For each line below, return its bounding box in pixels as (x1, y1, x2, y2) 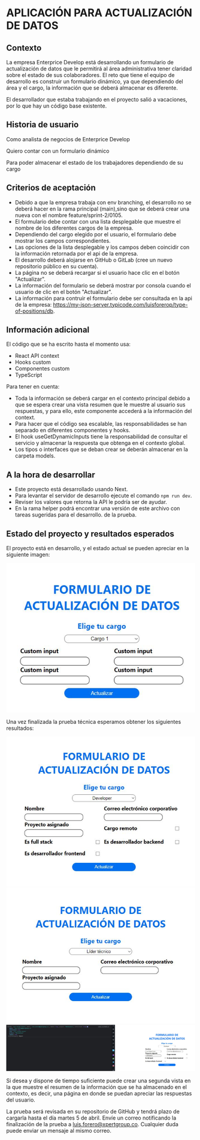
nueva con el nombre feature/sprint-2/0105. (14, 211, 123, 219)
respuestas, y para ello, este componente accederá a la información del (14, 408, 192, 415)
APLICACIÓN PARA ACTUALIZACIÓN (6, 6, 193, 20)
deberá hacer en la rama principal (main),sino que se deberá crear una (14, 205, 190, 212)
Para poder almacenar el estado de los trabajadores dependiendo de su (6, 159, 184, 166)
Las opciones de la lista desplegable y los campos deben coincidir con (14, 244, 190, 251)
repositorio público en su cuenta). (14, 262, 99, 270)
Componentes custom (14, 365, 70, 372)
